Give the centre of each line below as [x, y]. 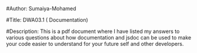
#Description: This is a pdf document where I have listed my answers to [93, 31]
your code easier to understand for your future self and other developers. [95, 44]
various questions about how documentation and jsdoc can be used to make [99, 37]
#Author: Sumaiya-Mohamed [41, 9]
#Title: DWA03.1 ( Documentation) [47, 20]
